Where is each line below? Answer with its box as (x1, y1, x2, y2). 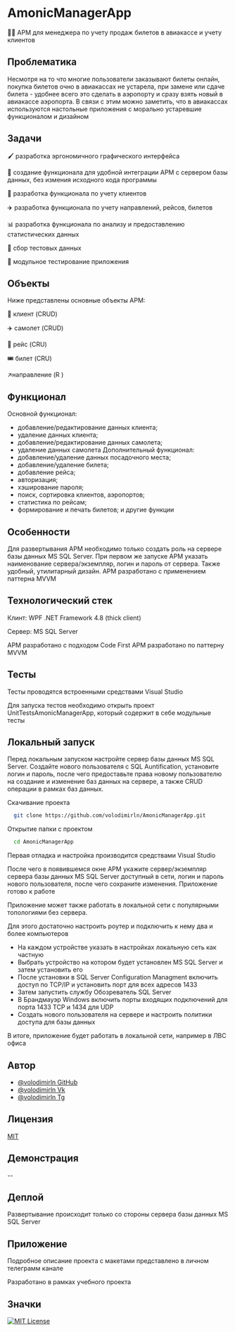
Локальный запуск (7, 737, 95, 749)
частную (17, 951, 44, 959)
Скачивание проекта (7, 799, 70, 807)
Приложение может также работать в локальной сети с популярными (7, 901, 220, 909)
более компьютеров (7, 930, 69, 938)
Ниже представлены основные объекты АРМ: (7, 296, 146, 305)
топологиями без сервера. (7, 908, 88, 917)
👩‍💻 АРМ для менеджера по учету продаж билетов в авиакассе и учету (7, 28, 222, 37)
